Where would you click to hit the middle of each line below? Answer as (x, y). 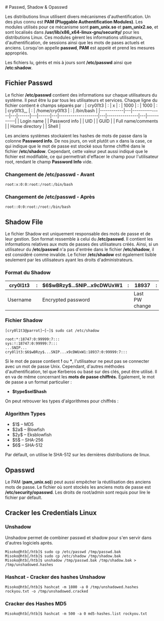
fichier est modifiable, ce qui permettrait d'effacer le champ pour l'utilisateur (82, 156)
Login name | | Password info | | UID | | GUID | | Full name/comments (89, 121)
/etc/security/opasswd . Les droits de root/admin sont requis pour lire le (78, 492)
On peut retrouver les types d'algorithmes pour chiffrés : (62, 401)
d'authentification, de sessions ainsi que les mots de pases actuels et (75, 43)
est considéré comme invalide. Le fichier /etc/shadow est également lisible (81, 255)
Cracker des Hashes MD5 (36, 603)
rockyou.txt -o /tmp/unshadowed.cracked (47, 591)
